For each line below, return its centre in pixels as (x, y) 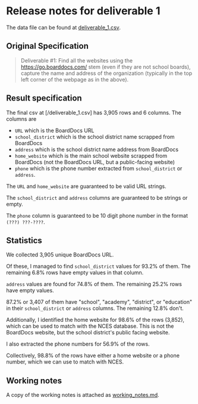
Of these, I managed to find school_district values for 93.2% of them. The (98, 267)
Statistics (24, 240)
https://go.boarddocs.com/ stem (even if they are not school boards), (106, 67)
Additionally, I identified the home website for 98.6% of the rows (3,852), (95, 320)
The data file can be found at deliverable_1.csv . (63, 27)
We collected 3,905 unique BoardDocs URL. (60, 255)
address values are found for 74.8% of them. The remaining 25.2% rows (94, 284)
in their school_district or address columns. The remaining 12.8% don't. (95, 308)
